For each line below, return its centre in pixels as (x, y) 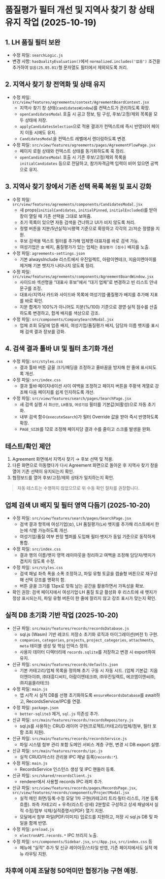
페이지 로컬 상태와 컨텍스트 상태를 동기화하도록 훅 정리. (72, 151)
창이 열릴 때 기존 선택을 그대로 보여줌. (56, 216)
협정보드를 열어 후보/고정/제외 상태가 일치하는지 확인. (63, 478)
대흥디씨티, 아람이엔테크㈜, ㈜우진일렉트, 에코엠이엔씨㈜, (101, 677)
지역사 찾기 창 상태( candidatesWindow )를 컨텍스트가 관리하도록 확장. (85, 108)
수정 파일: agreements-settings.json (49, 253)
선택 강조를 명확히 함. (45, 580)
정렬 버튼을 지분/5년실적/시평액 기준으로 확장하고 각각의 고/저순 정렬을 (87, 228)
